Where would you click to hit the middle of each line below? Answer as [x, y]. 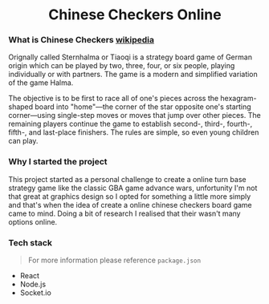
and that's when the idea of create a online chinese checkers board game [130, 205]
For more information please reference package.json [114, 260]
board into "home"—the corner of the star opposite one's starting [143, 107]
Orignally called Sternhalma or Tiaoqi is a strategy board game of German [130, 57]
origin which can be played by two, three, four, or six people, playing [122, 66]
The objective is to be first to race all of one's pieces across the [114, 99]
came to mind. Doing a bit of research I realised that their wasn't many [124, 213]
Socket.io [36, 293]
